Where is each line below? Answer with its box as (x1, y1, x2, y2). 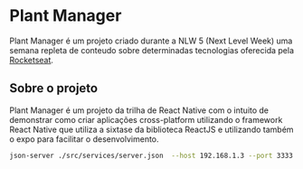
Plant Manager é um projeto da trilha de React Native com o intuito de (9, 105, 270, 116)
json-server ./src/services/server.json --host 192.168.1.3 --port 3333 (9, 151, 294, 160)
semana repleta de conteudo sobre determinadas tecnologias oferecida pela (9, 44, 295, 55)
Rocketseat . (9, 54, 54, 65)
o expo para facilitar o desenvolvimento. (9, 133, 160, 145)
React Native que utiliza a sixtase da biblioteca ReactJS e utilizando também (9, 124, 294, 135)
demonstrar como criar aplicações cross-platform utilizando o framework (9, 114, 283, 125)
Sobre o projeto (9, 80, 98, 96)
